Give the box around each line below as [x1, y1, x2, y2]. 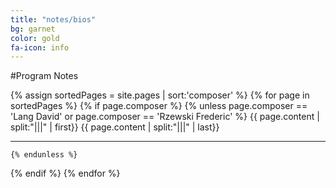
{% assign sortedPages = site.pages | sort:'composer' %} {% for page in [10, 89, 310, 101]
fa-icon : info [10, 42, 70, 53]
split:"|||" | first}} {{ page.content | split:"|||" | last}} [10, 121, 220, 133]
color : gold [10, 33, 60, 43]
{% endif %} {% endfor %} [10, 167, 121, 180]
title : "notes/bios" [10, 14, 97, 25]
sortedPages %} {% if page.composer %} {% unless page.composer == [10, 100, 308, 112]
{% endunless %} [10, 150, 78, 160]
